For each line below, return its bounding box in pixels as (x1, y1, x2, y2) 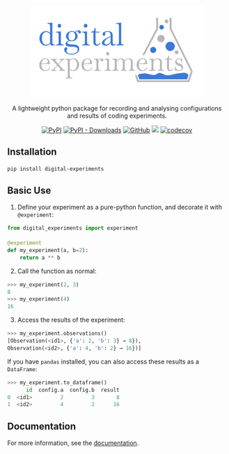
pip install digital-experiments (7, 166, 104, 173)
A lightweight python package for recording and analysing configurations (12, 104, 222, 112)
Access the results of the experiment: (17, 315, 125, 324)
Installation (7, 146, 57, 158)
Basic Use (7, 185, 52, 196)
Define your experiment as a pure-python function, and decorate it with (17, 203, 223, 212)
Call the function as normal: (17, 267, 97, 275)
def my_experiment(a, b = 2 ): (7, 246, 89, 253)
